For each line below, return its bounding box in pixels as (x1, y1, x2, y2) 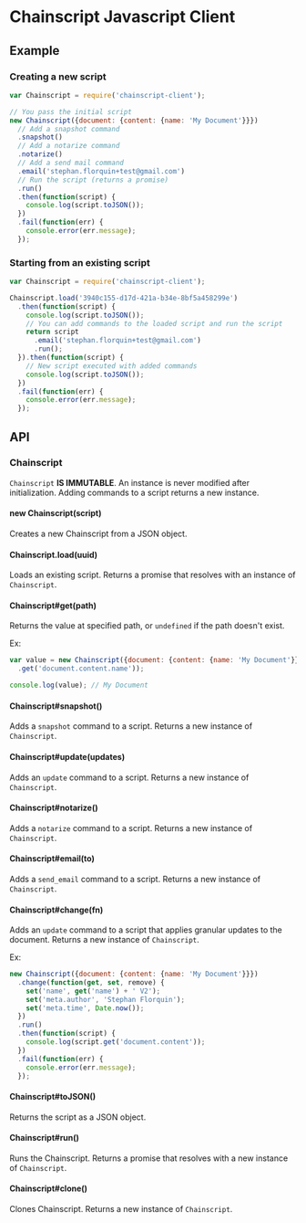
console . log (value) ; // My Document (9, 680, 148, 691)
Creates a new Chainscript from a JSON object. (9, 528, 188, 540)
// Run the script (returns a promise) (17, 175, 169, 185)
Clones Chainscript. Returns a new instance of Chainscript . (9, 1204, 233, 1215)
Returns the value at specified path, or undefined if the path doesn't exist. (9, 620, 285, 631)
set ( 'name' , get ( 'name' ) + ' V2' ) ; (25, 986, 161, 996)
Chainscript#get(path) (9, 600, 97, 611)
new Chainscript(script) (9, 508, 102, 519)
